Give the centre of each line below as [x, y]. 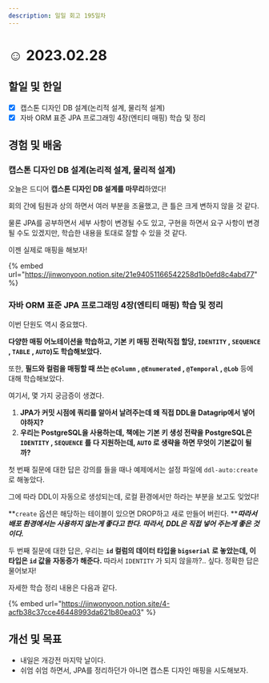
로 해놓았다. [27, 479]
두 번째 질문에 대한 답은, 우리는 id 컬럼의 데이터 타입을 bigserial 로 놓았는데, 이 [132, 550]
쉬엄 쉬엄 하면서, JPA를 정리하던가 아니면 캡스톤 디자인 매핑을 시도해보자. [134, 670]
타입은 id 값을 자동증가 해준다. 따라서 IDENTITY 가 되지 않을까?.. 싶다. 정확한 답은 [134, 560]
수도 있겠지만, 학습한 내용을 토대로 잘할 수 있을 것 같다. [102, 233]
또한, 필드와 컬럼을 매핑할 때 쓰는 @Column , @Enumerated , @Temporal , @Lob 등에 [131, 368]
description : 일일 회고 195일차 [57, 16]
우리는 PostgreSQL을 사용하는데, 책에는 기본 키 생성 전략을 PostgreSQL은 [136, 432]
